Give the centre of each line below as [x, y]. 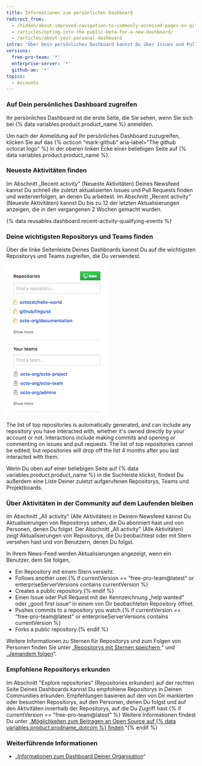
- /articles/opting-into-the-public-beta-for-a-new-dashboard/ [92, 32]
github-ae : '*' [31, 70]
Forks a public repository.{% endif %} [62, 629]
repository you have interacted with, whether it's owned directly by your [95, 432]
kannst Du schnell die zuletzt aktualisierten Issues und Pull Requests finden [100, 190]
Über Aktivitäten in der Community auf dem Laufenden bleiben [100, 503]
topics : [16, 76]
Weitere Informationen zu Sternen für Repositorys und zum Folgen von [94, 641]
